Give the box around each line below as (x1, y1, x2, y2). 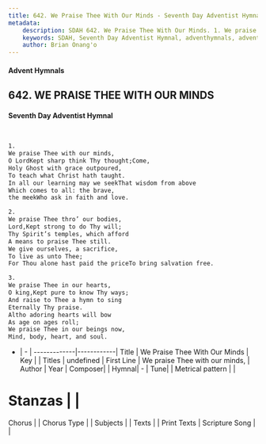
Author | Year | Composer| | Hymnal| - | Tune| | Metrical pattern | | (19, 364, 236, 373)
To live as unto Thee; (8, 252, 83, 260)
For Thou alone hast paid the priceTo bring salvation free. (8, 259, 215, 268)
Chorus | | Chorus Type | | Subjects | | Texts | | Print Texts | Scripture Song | (8, 418, 256, 428)
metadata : (8, 19, 41, 27)
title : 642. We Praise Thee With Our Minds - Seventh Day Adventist (8, 11, 239, 20)
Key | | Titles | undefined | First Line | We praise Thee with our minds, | (19, 356, 250, 366)
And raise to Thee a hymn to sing (8, 296, 123, 304)
